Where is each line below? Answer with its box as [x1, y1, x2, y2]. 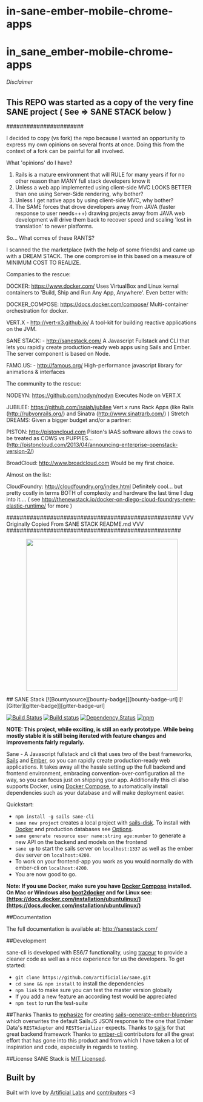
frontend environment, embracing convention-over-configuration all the [6, 770, 185, 777]
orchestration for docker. [6, 307, 68, 314]
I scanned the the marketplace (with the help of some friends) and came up [6, 246, 195, 253]
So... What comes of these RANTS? [6, 234, 95, 241]
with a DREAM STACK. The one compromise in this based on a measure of [6, 253, 192, 259]
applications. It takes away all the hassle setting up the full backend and [6, 763, 186, 770]
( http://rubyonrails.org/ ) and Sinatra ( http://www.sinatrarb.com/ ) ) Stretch [6, 410, 190, 417]
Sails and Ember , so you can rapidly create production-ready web [6, 757, 170, 764]
